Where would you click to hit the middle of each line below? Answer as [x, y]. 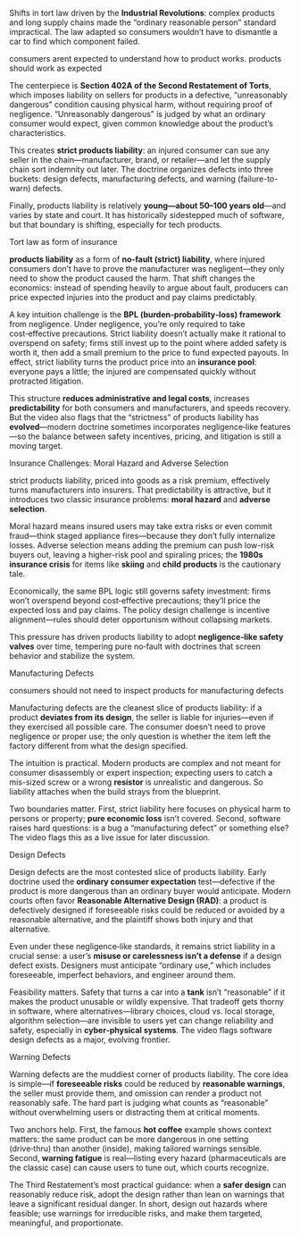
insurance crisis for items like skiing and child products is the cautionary [145, 564]
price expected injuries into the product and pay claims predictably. [133, 297]
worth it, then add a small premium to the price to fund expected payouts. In [149, 353]
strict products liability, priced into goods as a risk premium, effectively [140, 480]
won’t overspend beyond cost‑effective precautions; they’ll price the [135, 601]
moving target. [36, 446]
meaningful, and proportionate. [67, 1223]
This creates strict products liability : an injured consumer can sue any [139, 150]
